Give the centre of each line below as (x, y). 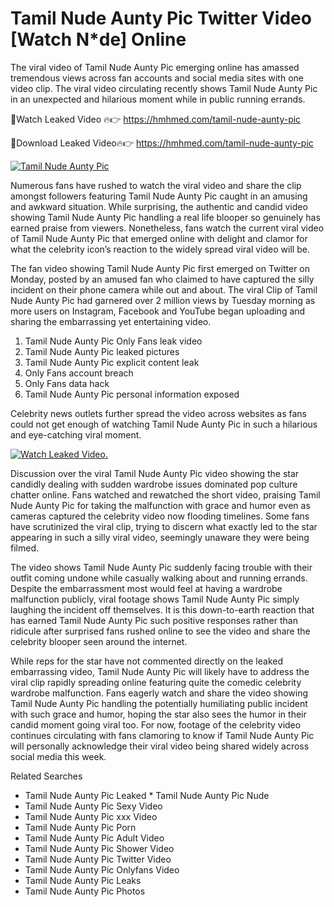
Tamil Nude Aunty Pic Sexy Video (93, 806)
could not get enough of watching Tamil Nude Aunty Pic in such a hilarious (164, 424)
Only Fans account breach (79, 373)
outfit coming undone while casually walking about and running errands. (159, 578)
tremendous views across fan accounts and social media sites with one (157, 78)
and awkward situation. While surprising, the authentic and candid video (159, 206)
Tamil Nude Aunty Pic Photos (85, 891)
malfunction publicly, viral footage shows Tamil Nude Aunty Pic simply (155, 599)
